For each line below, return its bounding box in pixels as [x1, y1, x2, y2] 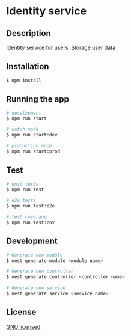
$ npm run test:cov [6, 219, 55, 225]
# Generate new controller [6, 269, 74, 275]
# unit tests [6, 181, 39, 187]
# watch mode [6, 126, 39, 133]
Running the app [6, 94, 69, 105]
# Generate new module [6, 252, 63, 258]
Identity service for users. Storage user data [6, 44, 116, 51]
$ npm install [6, 77, 42, 84]
